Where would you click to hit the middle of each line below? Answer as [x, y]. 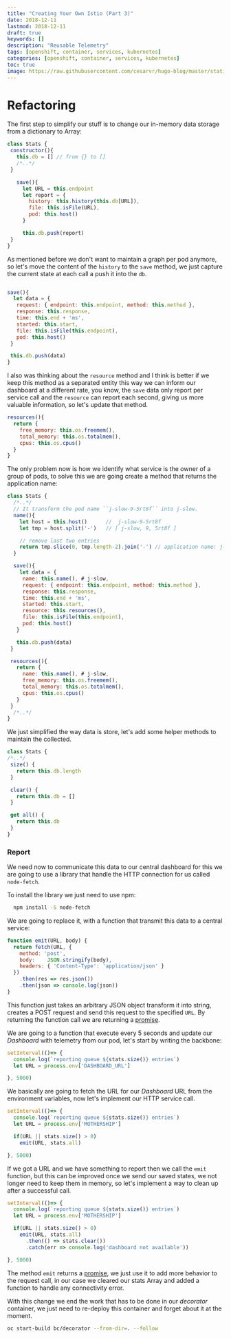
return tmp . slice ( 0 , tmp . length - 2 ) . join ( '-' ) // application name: [118, 547]
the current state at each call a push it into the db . [77, 273]
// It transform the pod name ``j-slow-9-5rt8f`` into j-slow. [106, 509]
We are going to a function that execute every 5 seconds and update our [110, 1033]
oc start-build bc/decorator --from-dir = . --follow [82, 1328]
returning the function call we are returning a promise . [84, 1019]
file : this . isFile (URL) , [64, 208]
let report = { [44, 195]
